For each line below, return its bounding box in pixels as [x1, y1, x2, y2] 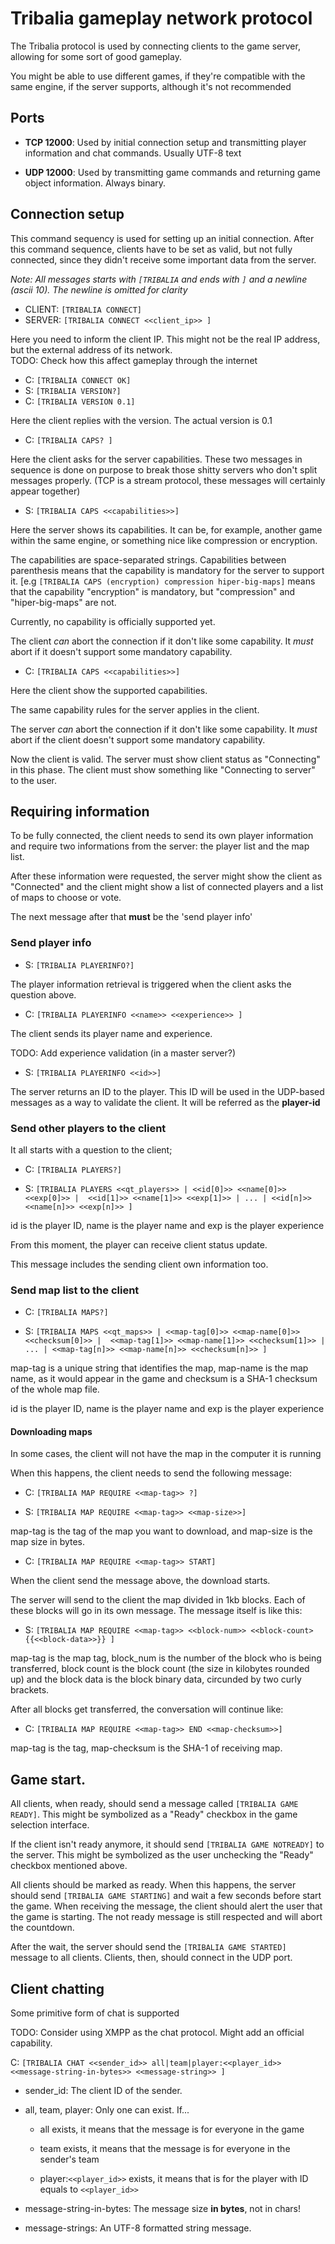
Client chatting [10, 1980, 105, 1997]
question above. [10, 988, 77, 1001]
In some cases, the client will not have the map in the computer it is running [10, 1448, 322, 1460]
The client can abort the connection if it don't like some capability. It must [10, 635, 314, 647]
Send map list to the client [10, 1283, 140, 1297]
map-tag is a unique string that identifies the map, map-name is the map [10, 1362, 309, 1374]
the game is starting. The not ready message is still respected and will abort [10, 1911, 323, 1923]
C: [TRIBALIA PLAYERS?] [24, 1163, 123, 1175]
